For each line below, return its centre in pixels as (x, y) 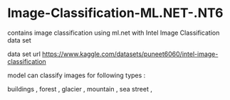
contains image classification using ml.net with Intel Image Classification (114, 33)
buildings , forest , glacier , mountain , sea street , (80, 89)
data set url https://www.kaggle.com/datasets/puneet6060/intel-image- (113, 54)
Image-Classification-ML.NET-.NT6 (115, 13)
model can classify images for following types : (77, 75)
